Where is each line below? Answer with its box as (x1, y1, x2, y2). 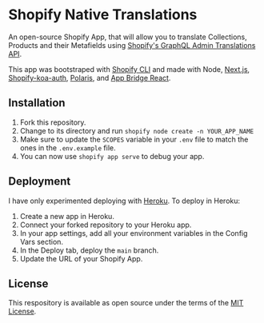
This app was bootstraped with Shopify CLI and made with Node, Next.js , (8, 64, 250, 74)
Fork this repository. (19, 118, 86, 127)
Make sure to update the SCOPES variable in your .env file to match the (19, 134, 249, 144)
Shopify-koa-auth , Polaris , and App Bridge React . (8, 73, 171, 82)
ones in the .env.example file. (19, 142, 116, 153)
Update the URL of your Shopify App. (19, 253, 143, 263)
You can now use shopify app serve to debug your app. (19, 151, 205, 161)
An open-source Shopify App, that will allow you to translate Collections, (8, 32, 248, 42)
